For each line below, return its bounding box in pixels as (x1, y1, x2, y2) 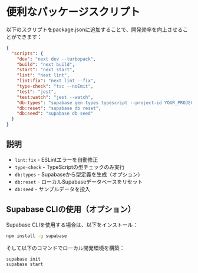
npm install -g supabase (6, 233, 67, 239)
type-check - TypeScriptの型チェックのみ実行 (14, 163, 125, 171)
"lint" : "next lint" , (16, 72, 70, 78)
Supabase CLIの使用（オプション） (6, 204, 136, 215)
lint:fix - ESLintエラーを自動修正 (14, 156, 98, 163)
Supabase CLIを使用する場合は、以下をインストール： (6, 221, 138, 228)
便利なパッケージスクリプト (6, 5, 140, 19)
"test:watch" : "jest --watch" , (16, 94, 94, 100)
